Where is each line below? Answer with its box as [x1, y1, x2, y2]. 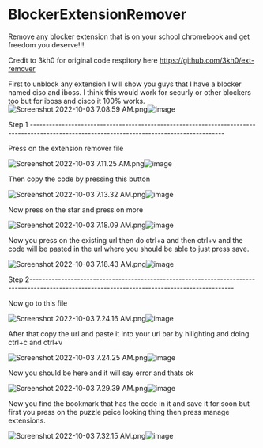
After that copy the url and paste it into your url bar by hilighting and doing [8, 328, 250, 338]
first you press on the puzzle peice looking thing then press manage [8, 407, 230, 416]
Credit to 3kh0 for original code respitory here [8, 55, 158, 65]
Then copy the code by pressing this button [8, 174, 151, 184]
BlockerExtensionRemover [8, 6, 187, 24]
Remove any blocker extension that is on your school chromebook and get [8, 32, 250, 41]
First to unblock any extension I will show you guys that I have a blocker [8, 79, 242, 89]
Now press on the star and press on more [8, 204, 144, 215]
